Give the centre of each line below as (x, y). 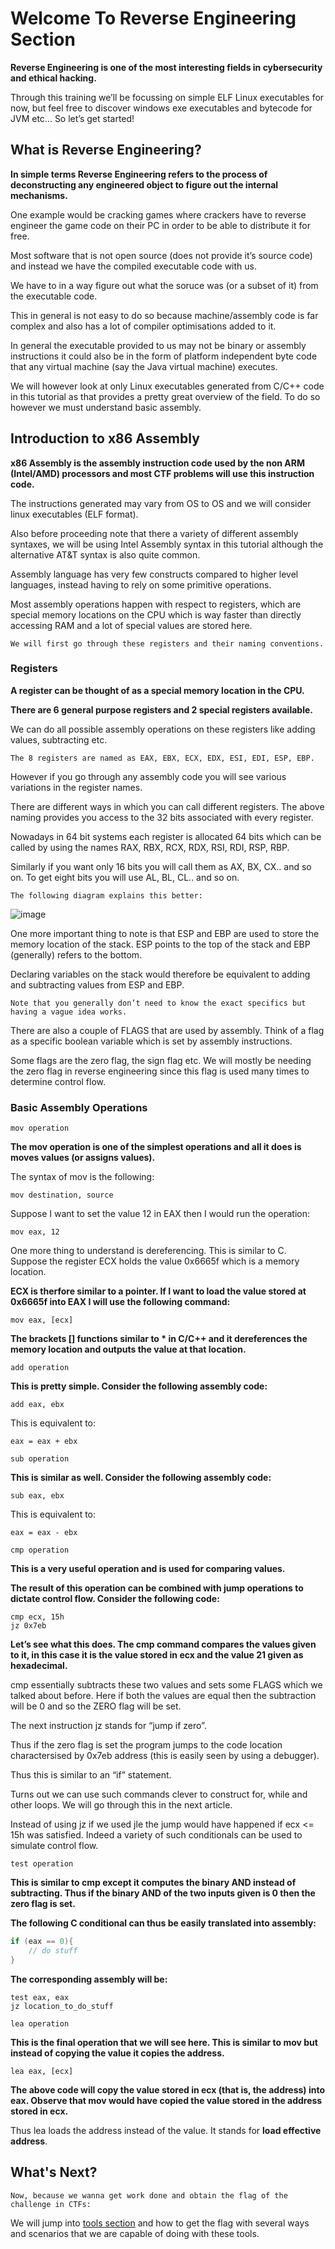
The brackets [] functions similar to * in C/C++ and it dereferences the (159, 1339)
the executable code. (54, 296)
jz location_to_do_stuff (62, 2006)
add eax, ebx (37, 1405)
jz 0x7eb (28, 1626)
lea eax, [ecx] (42, 2071)
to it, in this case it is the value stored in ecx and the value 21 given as (157, 1655)
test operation (42, 1864)
